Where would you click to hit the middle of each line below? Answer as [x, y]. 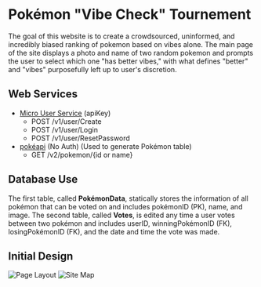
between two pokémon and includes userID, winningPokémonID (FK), [120, 223]
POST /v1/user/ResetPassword [81, 138]
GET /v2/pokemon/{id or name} [82, 154]
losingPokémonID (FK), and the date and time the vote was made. [114, 231]
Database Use [43, 179]
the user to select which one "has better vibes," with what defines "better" [128, 61]
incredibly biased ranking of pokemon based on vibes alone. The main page [130, 44]
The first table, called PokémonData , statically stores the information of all [128, 198]
